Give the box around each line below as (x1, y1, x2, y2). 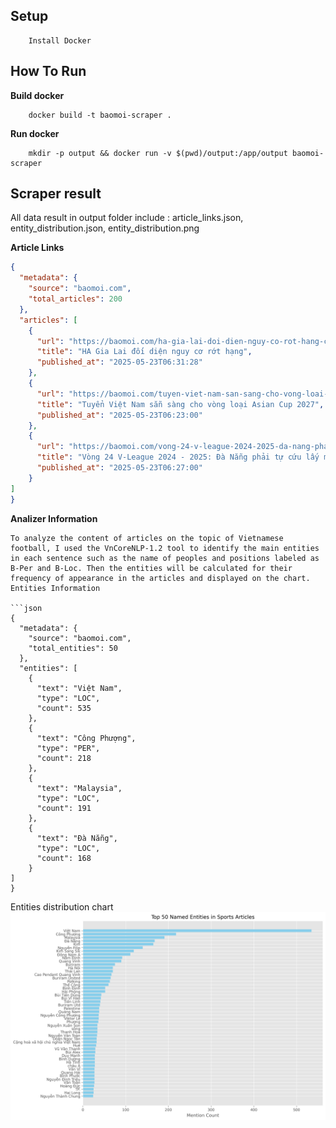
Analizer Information (10, 512, 98, 524)
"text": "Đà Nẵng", (36, 833, 118, 843)
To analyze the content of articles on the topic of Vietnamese (10, 533, 284, 543)
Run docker (10, 127, 60, 139)
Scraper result (10, 185, 102, 203)
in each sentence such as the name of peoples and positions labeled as (10, 553, 320, 563)
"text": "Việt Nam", (36, 683, 123, 693)
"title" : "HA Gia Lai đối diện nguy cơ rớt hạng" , (36, 347, 253, 357)
